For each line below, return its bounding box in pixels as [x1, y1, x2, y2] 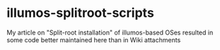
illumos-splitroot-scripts [6, 5, 155, 21]
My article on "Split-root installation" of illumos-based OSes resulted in [6, 28, 214, 37]
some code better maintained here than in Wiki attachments [6, 35, 181, 44]
